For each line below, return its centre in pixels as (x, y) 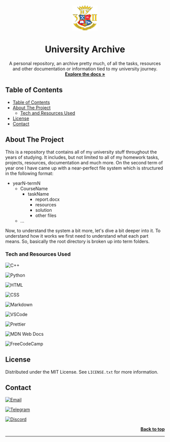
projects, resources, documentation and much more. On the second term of (84, 162)
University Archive (85, 49)
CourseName (34, 188)
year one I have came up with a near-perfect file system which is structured (84, 168)
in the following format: (29, 173)
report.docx (47, 199)
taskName (38, 194)
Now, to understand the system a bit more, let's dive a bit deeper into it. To (83, 231)
